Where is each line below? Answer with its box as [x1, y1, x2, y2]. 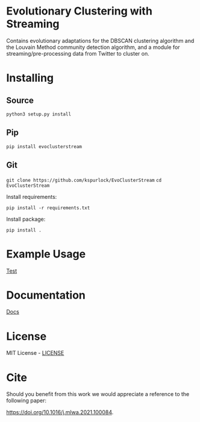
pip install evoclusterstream [6, 143, 83, 149]
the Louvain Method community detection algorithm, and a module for [6, 44, 180, 51]
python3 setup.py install [6, 111, 71, 117]
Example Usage [6, 247, 86, 261]
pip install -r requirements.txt [6, 204, 90, 211]
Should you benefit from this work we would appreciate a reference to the [6, 391, 190, 398]
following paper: [6, 397, 47, 404]
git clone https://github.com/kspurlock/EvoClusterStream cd [6, 177, 161, 183]
